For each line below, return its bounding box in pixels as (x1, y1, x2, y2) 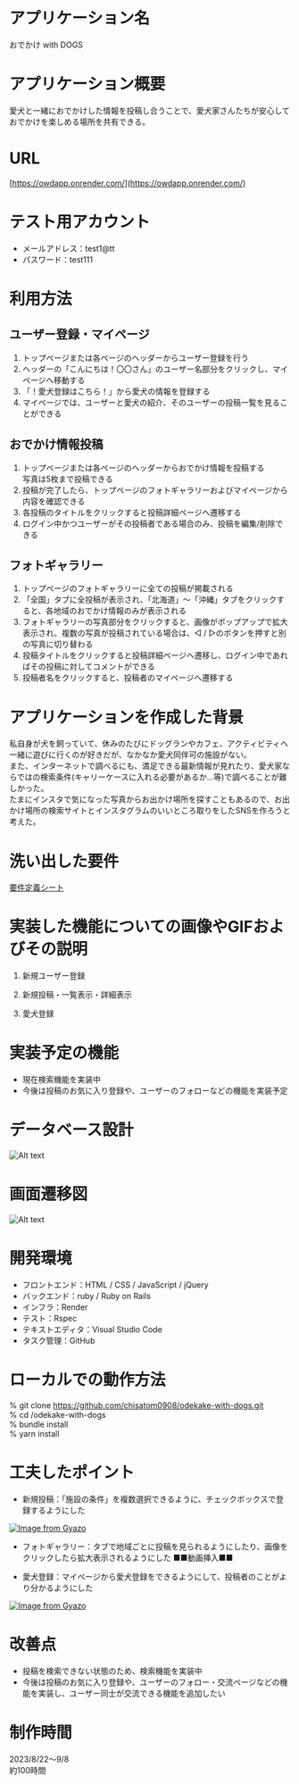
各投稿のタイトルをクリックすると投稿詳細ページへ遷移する (21, 506, 242, 518)
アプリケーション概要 (9, 74, 166, 95)
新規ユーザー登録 (21, 971, 86, 981)
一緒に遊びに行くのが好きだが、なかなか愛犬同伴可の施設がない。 (9, 749, 252, 760)
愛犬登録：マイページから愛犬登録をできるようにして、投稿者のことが (21, 1571, 279, 1581)
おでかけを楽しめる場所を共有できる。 (9, 116, 150, 127)
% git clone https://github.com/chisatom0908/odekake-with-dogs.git (9, 1399, 264, 1411)
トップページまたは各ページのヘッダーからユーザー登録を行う (21, 352, 249, 363)
